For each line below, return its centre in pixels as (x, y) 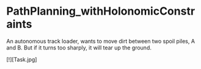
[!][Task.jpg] (22, 59)
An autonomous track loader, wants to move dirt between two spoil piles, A (101, 41)
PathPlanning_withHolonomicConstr (101, 11)
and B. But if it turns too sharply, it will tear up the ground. (79, 48)
